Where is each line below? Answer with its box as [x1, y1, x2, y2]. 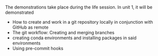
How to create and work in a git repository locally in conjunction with [12, 19, 153, 25]
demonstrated [5, 9, 34, 15]
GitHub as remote [12, 24, 49, 30]
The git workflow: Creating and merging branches [12, 30, 115, 35]
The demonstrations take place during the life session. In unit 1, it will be [5, 4, 153, 10]
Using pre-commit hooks [12, 46, 64, 51]
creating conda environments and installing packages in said [12, 35, 137, 41]
